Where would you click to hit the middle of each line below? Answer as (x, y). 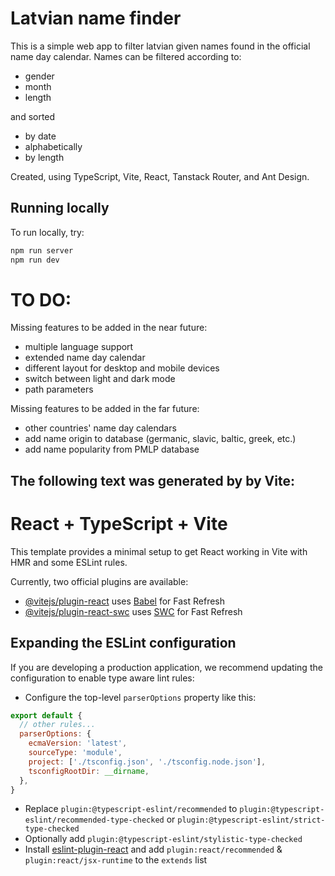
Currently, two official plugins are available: (99, 581)
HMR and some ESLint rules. (69, 562)
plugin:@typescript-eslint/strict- (251, 820)
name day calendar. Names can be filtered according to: (126, 56)
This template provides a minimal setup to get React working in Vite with (159, 551)
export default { (46, 715)
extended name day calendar (85, 358)
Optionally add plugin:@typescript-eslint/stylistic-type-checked (163, 839)
